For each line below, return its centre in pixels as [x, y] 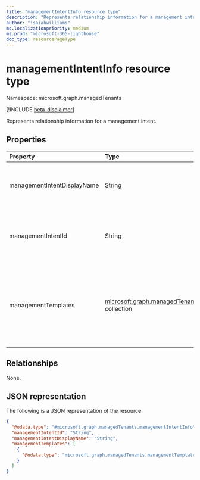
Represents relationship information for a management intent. [81, 121]
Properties [26, 140]
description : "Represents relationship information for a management [94, 17]
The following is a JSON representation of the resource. [74, 411]
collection [119, 308]
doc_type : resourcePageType [41, 39]
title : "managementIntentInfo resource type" [63, 12]
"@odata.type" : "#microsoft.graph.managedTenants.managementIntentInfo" [104, 427]
